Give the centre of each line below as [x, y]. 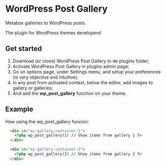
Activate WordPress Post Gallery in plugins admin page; [71, 66]
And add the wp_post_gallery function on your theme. [70, 93]
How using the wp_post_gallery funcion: [47, 121]
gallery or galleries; [33, 88]
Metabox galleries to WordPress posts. [46, 23]
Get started [24, 49]
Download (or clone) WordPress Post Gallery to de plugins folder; [81, 61]
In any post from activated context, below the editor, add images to [83, 82]
